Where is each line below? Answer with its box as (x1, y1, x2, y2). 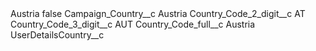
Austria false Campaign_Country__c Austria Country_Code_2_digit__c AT (10, 8, 306, 19)
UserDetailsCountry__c (10, 29, 105, 41)
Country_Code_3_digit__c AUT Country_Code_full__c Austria (10, 18, 256, 30)
